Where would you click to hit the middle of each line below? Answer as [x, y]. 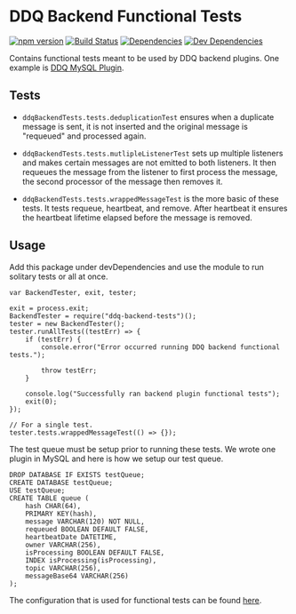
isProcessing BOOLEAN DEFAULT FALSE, [95, 553]
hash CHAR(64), [53, 506]
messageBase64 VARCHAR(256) [77, 576]
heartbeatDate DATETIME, [71, 537]
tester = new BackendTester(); [67, 323]
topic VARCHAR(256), [63, 568]
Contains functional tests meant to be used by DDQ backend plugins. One [144, 58]
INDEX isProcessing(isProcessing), [91, 560]
